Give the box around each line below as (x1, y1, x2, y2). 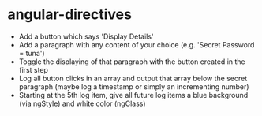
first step (18, 65, 49, 74)
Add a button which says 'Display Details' (18, 32, 155, 41)
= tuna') (18, 48, 45, 58)
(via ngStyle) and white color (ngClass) (18, 99, 147, 108)
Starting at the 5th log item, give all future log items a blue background (18, 90, 249, 99)
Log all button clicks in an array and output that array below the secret (18, 73, 248, 83)
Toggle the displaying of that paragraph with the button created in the (18, 57, 245, 66)
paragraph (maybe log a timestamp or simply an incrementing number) (18, 81, 249, 92)
